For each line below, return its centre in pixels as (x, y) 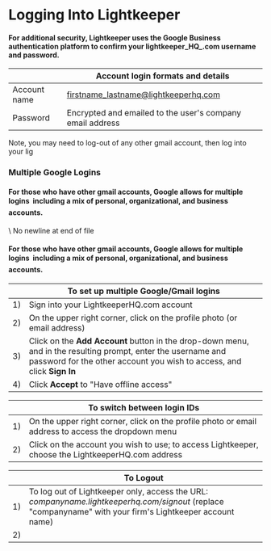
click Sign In (52, 371)
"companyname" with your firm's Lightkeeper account (131, 511)
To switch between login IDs (144, 407)
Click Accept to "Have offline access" (100, 384)
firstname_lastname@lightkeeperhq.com (143, 95)
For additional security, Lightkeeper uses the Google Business (115, 37)
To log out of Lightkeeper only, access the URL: (118, 491)
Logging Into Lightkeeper (94, 15)
